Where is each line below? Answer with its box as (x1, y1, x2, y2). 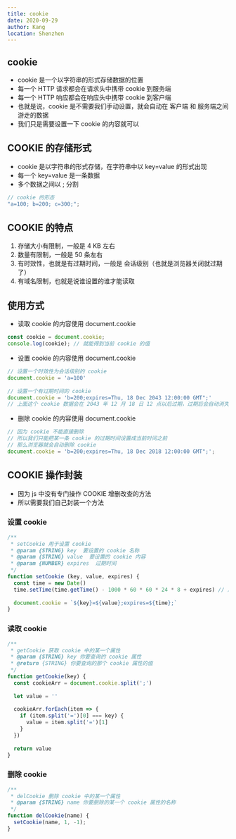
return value (13, 745, 52, 752)
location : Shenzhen (7, 30, 65, 37)
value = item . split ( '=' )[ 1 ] (25, 719, 109, 726)
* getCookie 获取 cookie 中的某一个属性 (10, 647, 121, 654)
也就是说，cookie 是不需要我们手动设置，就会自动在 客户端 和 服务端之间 (17, 102, 229, 111)
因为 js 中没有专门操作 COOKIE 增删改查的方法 (17, 489, 152, 497)
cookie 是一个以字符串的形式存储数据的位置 (17, 75, 144, 85)
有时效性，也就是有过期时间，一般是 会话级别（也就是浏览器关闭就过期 (17, 259, 223, 268)
